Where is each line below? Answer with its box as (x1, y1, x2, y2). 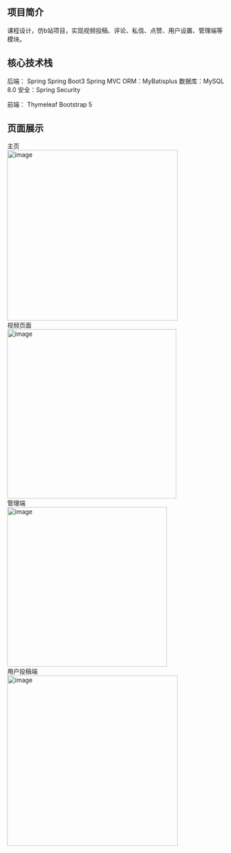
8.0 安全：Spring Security (7, 85, 81, 93)
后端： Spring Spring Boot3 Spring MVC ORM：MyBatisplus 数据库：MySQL (7, 77, 225, 85)
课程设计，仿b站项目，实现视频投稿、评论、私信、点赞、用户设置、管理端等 (7, 26, 223, 35)
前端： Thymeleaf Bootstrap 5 (7, 100, 93, 109)
